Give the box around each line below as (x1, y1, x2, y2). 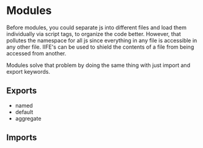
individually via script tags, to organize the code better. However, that (6, 30, 182, 37)
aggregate (15, 115, 42, 122)
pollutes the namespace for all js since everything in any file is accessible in (6, 37, 197, 44)
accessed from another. (6, 49, 67, 57)
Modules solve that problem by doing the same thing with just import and (6, 62, 191, 69)
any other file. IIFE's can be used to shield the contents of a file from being (6, 43, 194, 51)
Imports (6, 132, 37, 143)
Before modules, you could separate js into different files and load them (6, 24, 186, 31)
